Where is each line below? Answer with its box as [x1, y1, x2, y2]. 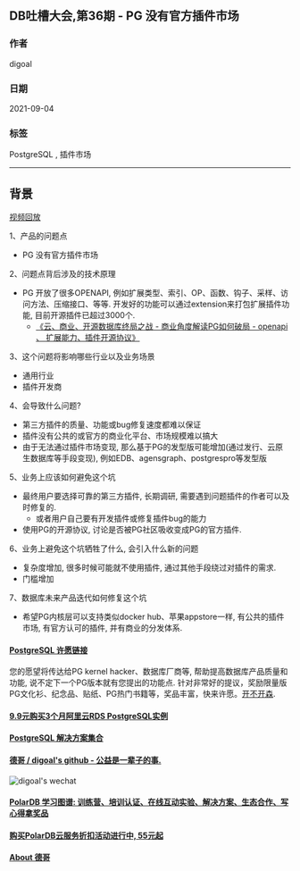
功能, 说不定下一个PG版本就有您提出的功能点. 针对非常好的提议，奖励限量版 [9, 677, 287, 688]
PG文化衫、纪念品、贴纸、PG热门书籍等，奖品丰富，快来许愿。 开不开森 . [9, 689, 276, 699]
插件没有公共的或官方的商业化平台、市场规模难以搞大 [21, 431, 219, 441]
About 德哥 [9, 852, 51, 863]
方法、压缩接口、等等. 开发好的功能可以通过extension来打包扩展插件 [29, 298, 282, 310]
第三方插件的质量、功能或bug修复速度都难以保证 [21, 419, 202, 431]
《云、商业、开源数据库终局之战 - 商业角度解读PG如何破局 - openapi [35, 321, 288, 332]
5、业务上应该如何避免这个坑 [9, 472, 116, 482]
